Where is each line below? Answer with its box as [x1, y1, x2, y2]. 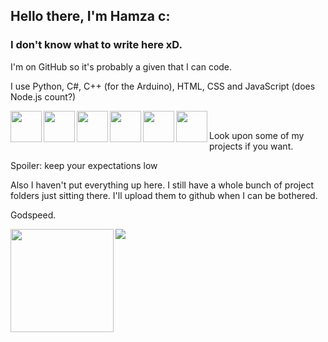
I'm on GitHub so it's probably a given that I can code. [10, 60, 233, 73]
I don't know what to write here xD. [10, 38, 183, 52]
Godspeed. [10, 209, 57, 221]
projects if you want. [209, 140, 294, 152]
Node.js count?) [10, 90, 77, 103]
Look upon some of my [209, 129, 305, 141]
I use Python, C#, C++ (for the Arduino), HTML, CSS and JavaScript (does [10, 80, 316, 92]
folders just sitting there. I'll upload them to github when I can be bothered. [10, 189, 318, 201]
